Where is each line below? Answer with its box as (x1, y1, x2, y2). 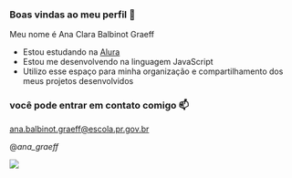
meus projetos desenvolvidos (22, 76, 134, 87)
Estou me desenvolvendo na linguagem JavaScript (22, 57, 214, 68)
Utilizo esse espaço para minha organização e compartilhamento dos (22, 66, 284, 77)
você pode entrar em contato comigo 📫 (9, 99, 190, 112)
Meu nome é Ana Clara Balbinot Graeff (9, 29, 155, 40)
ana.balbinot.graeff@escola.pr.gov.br (9, 123, 150, 134)
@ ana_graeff (9, 141, 59, 152)
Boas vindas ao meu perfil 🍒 (9, 8, 136, 21)
